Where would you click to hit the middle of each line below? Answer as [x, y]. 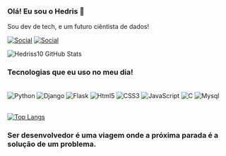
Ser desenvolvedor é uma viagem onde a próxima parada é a [113, 136]
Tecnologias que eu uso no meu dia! [70, 72]
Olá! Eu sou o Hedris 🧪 [46, 11]
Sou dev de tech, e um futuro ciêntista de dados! [78, 27]
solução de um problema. [52, 144]
